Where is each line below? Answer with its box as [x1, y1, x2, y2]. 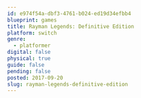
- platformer [13, 42, 51, 49]
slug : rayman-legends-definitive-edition [7, 81, 129, 88]
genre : [7, 36, 26, 43]
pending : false [7, 68, 51, 75]
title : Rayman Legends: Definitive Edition [7, 23, 135, 30]
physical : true [7, 55, 51, 62]
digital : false [7, 49, 51, 56]
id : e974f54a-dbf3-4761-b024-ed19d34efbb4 [7, 10, 131, 17]
